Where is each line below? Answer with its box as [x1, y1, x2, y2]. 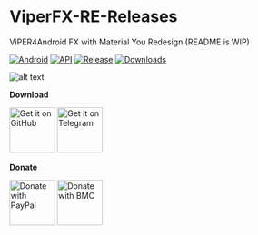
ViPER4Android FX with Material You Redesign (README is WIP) [9, 36, 250, 47]
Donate [9, 162, 38, 172]
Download [9, 89, 49, 100]
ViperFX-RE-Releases [9, 6, 178, 27]
